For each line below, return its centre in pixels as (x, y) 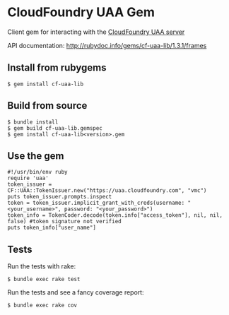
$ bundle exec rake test (44, 280)
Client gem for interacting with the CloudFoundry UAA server (96, 32)
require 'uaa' (28, 178)
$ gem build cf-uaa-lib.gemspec (55, 128)
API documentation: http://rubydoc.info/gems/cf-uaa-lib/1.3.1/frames (107, 45)
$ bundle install (33, 122)
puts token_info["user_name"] (52, 228)
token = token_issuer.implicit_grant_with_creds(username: (96, 203)
